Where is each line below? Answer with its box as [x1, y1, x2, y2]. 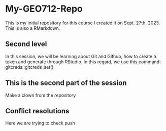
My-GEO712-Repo [5, 3, 83, 15]
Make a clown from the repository [5, 92, 76, 98]
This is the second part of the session [5, 79, 127, 88]
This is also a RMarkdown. [5, 25, 60, 31]
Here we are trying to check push [5, 120, 75, 126]
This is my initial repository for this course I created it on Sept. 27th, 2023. [5, 20, 160, 26]
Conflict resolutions [5, 107, 70, 115]
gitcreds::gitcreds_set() [5, 64, 54, 70]
